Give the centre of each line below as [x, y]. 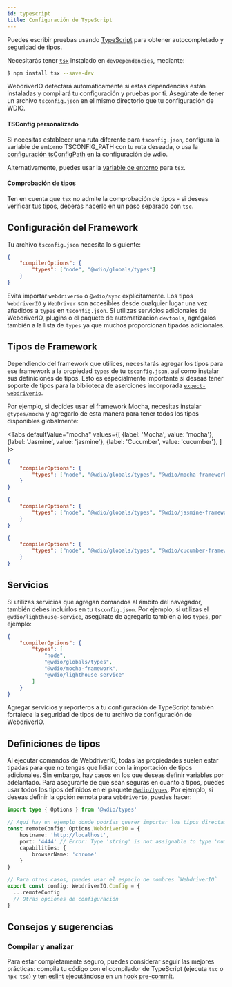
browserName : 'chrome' [65, 854]
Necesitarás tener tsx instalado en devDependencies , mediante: [96, 60]
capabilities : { [43, 848]
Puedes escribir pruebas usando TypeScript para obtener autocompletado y [116, 39]
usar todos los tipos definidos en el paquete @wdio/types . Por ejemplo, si [110, 790]
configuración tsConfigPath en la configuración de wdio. [87, 154]
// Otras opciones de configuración [66, 899]
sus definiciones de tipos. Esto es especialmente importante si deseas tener [115, 378]
